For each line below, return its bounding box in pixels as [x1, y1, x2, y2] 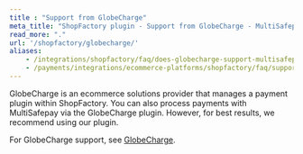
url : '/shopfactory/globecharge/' [9, 38, 140, 48]
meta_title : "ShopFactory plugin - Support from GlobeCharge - [9, 22, 252, 31]
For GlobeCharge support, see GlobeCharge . [9, 134, 176, 145]
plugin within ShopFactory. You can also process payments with [9, 97, 247, 108]
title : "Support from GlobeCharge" [9, 13, 147, 23]
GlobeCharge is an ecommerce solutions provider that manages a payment [9, 87, 289, 99]
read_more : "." [9, 30, 67, 39]
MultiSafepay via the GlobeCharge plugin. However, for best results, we [9, 107, 275, 118]
